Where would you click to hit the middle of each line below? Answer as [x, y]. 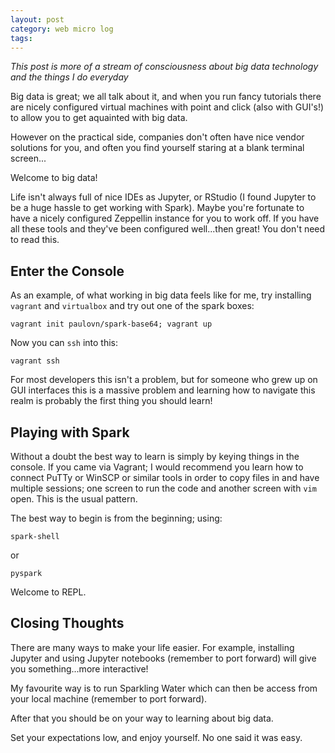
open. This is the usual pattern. [74, 499]
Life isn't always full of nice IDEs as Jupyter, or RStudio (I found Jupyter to [163, 197]
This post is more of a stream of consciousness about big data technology [164, 67]
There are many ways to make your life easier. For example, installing [152, 647]
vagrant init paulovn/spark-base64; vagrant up [111, 324]
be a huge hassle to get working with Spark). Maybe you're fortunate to [157, 208]
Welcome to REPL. [48, 592]
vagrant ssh [35, 361]
